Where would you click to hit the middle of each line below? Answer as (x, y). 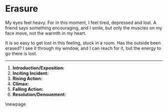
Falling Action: (28, 89)
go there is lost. (21, 53)
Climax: (20, 83)
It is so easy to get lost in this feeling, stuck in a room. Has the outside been (83, 42)
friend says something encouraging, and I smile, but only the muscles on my (84, 27)
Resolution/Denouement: (39, 94)
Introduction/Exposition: (38, 67)
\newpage (16, 104)
